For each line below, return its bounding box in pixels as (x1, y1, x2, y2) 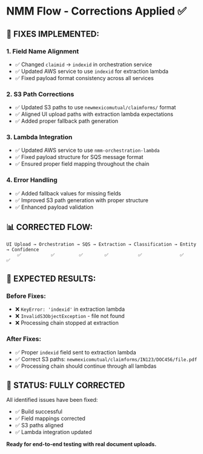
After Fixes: (6, 335, 41, 344)
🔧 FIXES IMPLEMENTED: (6, 29, 99, 39)
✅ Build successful (15, 408, 62, 415)
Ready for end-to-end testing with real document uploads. (6, 441, 157, 448)
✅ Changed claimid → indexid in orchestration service (15, 61, 153, 68)
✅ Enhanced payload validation (15, 203, 94, 211)
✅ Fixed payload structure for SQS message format (15, 154, 144, 161)
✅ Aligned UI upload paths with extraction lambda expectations (15, 110, 174, 118)
